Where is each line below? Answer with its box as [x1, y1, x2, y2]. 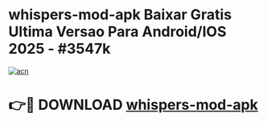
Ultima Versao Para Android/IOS [8, 22, 227, 41]
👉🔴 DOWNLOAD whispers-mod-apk [8, 96, 259, 114]
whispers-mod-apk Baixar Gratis [8, 6, 232, 24]
